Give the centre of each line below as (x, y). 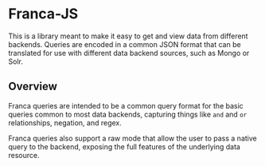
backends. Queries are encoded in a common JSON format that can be (125, 44)
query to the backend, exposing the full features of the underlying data (125, 146)
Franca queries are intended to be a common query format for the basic (126, 105)
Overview (33, 87)
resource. (24, 155)
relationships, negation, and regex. (65, 123)
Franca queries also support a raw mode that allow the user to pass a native (132, 138)
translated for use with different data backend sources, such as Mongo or (129, 53)
